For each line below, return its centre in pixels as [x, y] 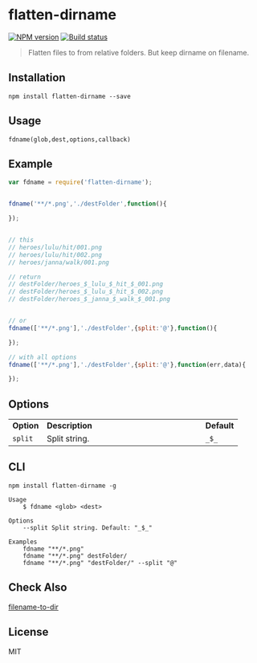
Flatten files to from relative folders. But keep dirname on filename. [139, 52]
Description [69, 425]
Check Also [38, 588]
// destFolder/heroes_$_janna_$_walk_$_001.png [90, 299]
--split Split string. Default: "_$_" [88, 527]
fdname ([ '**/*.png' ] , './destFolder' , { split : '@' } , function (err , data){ [127, 364]
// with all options [43, 357]
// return [25, 277]
